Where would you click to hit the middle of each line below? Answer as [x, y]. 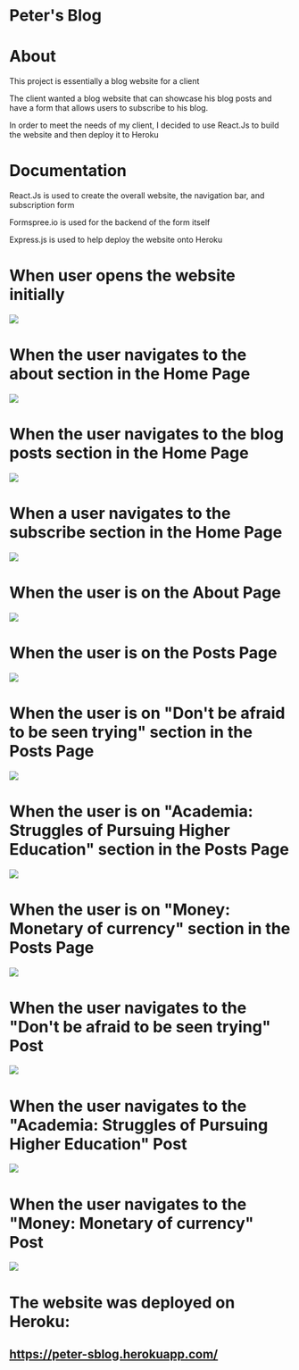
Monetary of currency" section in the [150, 928]
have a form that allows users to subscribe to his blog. [109, 108]
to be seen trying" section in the [131, 732]
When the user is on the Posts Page [143, 652]
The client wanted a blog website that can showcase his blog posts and [141, 98]
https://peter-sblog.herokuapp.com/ [114, 1354]
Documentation [68, 171]
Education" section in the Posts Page [149, 849]
